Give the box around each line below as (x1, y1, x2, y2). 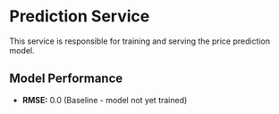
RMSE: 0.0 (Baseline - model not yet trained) (21, 94, 188, 105)
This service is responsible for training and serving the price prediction (9, 36, 271, 46)
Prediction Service (9, 6, 150, 27)
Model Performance (9, 71, 123, 86)
